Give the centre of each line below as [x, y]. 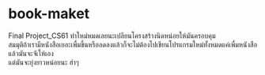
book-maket [49, 14]
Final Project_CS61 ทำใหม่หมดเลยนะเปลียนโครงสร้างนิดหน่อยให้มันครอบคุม [112, 36]
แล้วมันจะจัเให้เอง [31, 53]
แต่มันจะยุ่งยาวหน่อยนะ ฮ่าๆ [44, 62]
